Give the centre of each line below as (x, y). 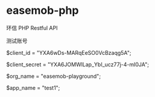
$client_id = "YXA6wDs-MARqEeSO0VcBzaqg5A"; (69, 52)
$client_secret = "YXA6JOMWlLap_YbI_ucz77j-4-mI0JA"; (78, 64)
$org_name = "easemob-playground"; (54, 76)
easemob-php (43, 11)
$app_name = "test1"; (33, 87)
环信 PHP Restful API (32, 28)
